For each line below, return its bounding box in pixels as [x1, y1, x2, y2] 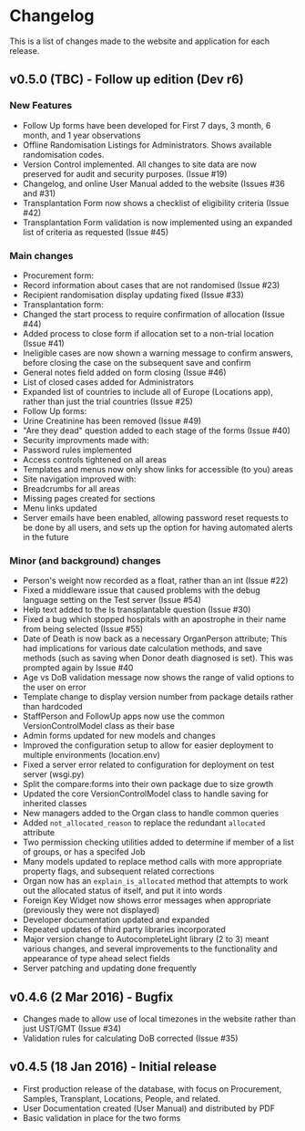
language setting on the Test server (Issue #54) [22, 595, 202, 606]
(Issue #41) [22, 337, 66, 348]
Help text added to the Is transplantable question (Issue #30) [22, 604, 251, 616]
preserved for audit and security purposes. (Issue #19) [22, 168, 228, 179]
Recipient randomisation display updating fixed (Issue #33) [22, 289, 244, 300]
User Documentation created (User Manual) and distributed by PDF [22, 1103, 276, 1114]
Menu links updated [22, 503, 97, 514]
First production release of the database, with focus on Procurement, [22, 1083, 282, 1095]
